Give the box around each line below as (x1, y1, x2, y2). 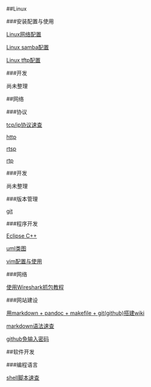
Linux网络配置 (6, 30, 41, 38)
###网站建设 (6, 296, 38, 304)
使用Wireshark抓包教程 (6, 284, 65, 291)
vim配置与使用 (6, 258, 43, 265)
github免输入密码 (6, 335, 49, 343)
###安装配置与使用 (6, 18, 54, 25)
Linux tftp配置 (6, 57, 41, 63)
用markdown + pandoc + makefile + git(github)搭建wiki (6, 310, 145, 316)
